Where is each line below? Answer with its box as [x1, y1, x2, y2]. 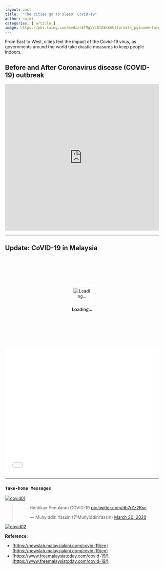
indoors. [5, 49, 22, 55]
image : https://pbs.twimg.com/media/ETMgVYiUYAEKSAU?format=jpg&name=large [5, 25, 163, 30]
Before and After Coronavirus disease [5, 63, 123, 71]
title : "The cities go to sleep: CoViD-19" [5, 12, 97, 17]
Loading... [71, 306, 93, 312]
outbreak [16, 71, 44, 79]
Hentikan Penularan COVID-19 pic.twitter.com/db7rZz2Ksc [29, 505, 147, 511]
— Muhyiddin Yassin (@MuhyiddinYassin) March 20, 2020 [30, 514, 146, 520]
